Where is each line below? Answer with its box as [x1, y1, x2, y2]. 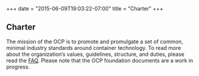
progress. [6, 63, 30, 70]
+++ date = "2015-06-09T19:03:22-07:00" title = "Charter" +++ [6, 5, 164, 12]
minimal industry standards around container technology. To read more [6, 44, 181, 51]
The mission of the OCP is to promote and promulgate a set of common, [6, 38, 183, 45]
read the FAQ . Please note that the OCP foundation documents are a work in [6, 56, 193, 64]
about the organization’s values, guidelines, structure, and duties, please [6, 50, 185, 58]
